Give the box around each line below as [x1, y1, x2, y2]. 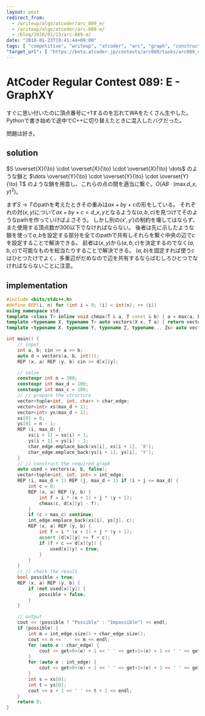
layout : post [6, 9, 40, 15]
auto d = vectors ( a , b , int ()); [17, 353, 99, 359]
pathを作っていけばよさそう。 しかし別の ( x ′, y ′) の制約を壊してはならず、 [16, 216, 198, 224]
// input [17, 342, 40, 348]
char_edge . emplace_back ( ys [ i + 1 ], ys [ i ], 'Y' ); [28, 449, 154, 456]
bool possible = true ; [17, 574, 75, 581]
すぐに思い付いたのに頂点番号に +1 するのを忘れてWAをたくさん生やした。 [6, 109, 192, 116]
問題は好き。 [6, 130, 38, 137]
